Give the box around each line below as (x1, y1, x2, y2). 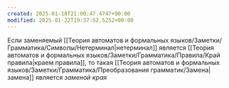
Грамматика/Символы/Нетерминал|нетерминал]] (7, 43, 158, 52)
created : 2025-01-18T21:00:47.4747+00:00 (7, 10, 131, 17)
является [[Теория (159, 43, 214, 52)
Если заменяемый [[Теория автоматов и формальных (7, 36, 169, 44)
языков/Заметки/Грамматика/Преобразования (7, 66, 149, 74)
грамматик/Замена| (150, 66, 211, 74)
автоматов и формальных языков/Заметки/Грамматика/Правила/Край (7, 50, 221, 59)
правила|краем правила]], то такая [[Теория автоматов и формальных (7, 58, 221, 66)
